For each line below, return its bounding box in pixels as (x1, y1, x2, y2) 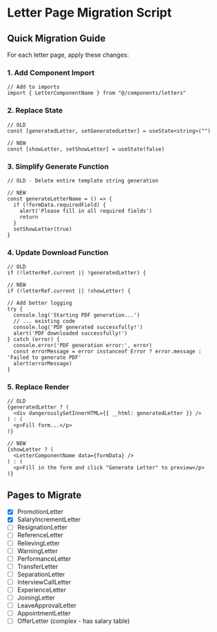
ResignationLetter (17, 523, 68, 532)
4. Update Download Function (7, 248, 109, 257)
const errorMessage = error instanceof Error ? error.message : (13, 348, 202, 355)
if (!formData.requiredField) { (13, 201, 107, 208)
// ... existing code (13, 318, 76, 325)
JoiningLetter (17, 593, 55, 602)
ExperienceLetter (17, 586, 67, 594)
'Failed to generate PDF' (7, 354, 81, 361)
